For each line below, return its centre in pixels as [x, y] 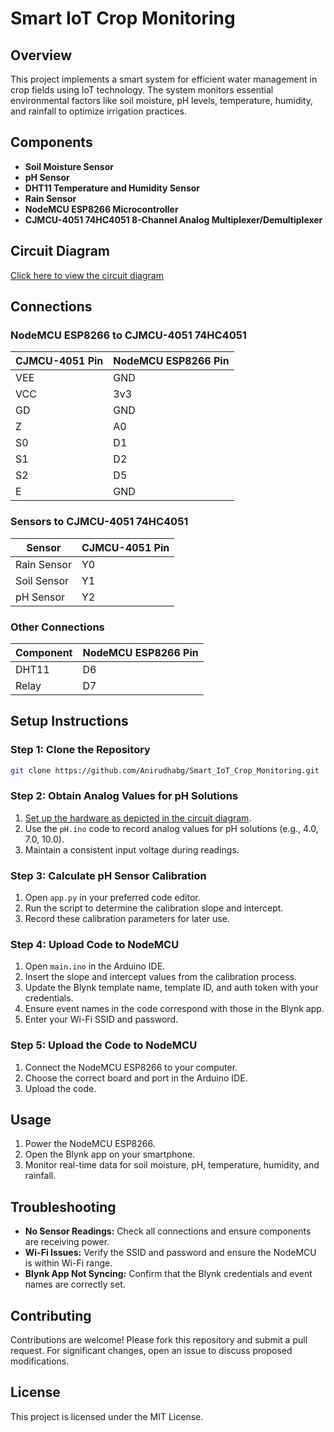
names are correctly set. [75, 1284]
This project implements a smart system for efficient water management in [164, 79]
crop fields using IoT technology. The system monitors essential [142, 90]
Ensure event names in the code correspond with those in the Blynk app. [174, 1009]
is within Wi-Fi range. [68, 1263]
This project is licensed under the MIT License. [107, 1416]
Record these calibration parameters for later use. [127, 919]
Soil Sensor [42, 580]
